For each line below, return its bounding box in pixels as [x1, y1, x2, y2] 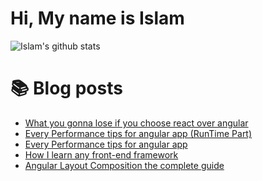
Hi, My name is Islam [10, 7, 185, 30]
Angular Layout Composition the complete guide [24, 159, 225, 171]
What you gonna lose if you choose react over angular [24, 117, 249, 129]
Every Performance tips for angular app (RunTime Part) [24, 127, 253, 139]
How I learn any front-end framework [24, 148, 179, 161]
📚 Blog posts [10, 77, 123, 100]
